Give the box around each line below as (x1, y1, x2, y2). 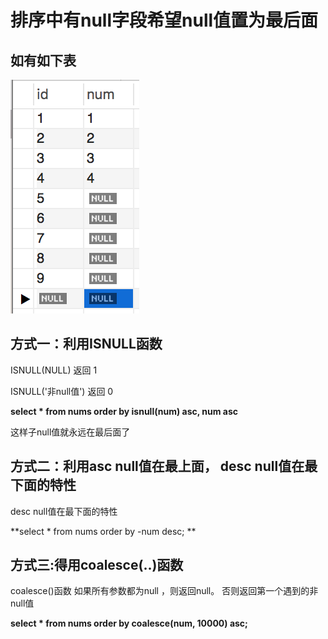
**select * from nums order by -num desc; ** (10, 525, 197, 537)
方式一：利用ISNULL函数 (10, 336, 163, 353)
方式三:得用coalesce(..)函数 (10, 557, 184, 574)
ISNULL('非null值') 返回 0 (10, 385, 114, 397)
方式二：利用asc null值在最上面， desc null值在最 (10, 458, 318, 475)
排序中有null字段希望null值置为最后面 (10, 9, 319, 32)
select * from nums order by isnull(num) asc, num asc (10, 405, 239, 417)
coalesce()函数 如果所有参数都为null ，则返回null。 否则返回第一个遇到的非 (10, 585, 319, 597)
